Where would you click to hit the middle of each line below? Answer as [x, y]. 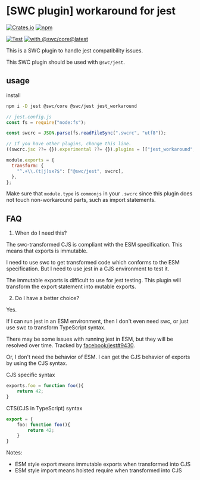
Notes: [14, 453]
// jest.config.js [29, 117]
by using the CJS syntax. [37, 363]
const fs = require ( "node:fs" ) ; [46, 122]
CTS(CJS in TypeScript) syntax [44, 408]
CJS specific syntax [31, 375]
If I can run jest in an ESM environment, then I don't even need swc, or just [97, 321]
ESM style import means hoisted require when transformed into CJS [98, 470]
